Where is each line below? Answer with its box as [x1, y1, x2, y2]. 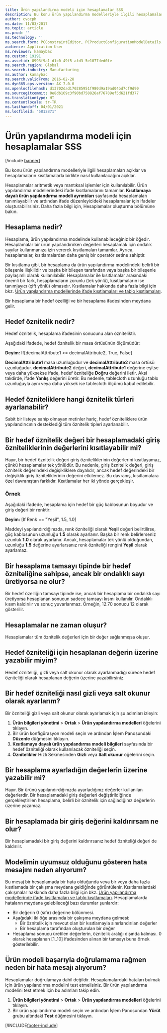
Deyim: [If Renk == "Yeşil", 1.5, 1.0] [5, 516, 77, 522]
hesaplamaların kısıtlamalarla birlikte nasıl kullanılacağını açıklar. [5, 172, 136, 178]
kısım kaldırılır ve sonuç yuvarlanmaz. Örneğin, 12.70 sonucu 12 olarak [5, 601, 149, 607]
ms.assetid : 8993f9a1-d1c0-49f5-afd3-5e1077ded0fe [5, 58, 112, 63]
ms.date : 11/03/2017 [5, 21, 48, 26]
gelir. [5, 303, 15, 309]
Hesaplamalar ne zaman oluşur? [5, 620, 107, 629]
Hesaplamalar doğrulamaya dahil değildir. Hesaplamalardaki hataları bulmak [5, 976, 161, 983]
